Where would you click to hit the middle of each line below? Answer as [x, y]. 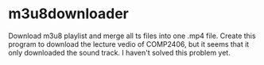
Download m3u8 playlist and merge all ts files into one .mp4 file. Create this [132, 36]
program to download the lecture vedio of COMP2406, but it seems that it [129, 44]
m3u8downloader [68, 14]
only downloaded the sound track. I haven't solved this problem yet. [119, 52]
